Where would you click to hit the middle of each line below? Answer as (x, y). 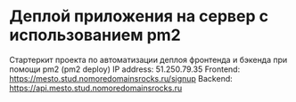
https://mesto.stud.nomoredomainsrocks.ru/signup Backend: (121, 78)
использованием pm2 (95, 35)
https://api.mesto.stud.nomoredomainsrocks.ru (96, 88)
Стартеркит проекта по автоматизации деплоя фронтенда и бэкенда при (148, 59)
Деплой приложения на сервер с (139, 16)
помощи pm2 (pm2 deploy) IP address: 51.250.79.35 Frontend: (125, 69)
